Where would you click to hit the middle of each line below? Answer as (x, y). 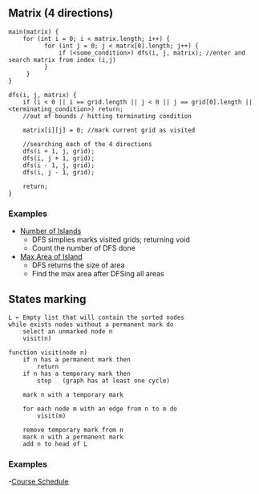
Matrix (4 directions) (61, 13)
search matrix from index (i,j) (62, 59)
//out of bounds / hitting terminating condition (107, 116)
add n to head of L (55, 444)
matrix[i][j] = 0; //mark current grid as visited (109, 130)
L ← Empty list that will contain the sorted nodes (96, 317)
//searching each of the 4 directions (87, 144)
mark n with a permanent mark (73, 437)
